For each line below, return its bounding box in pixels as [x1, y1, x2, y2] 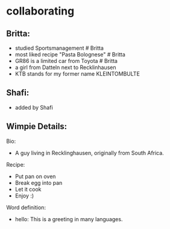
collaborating [6, 4, 75, 18]
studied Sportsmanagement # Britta [14, 44, 104, 51]
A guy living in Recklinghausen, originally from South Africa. [14, 149, 164, 156]
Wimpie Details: [6, 121, 68, 131]
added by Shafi [14, 104, 53, 111]
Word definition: [6, 204, 46, 211]
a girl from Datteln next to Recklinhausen [14, 64, 116, 71]
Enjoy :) [14, 192, 34, 199]
